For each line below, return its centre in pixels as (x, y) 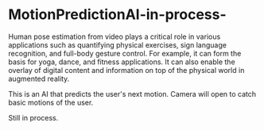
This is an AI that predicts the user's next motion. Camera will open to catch (132, 94)
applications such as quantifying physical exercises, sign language (117, 44)
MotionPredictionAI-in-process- (117, 15)
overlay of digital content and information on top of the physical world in (126, 70)
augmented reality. (39, 78)
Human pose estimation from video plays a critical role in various (115, 36)
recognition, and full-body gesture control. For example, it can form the (125, 53)
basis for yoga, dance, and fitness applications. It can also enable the (122, 62)
